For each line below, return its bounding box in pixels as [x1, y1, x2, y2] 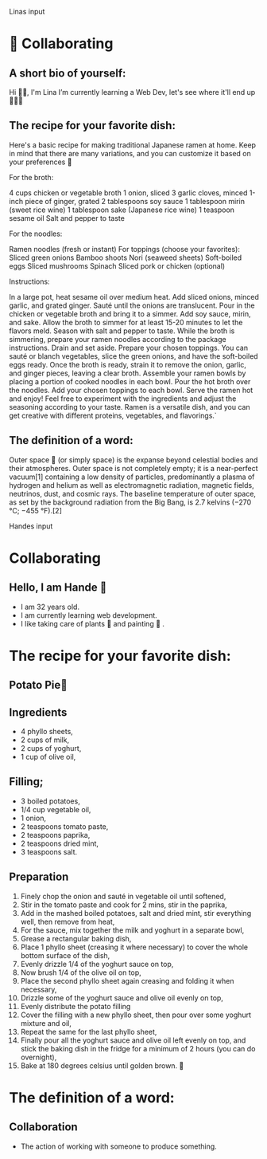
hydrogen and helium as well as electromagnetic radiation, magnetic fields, [9, 480, 254, 489]
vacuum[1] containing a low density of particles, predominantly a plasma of [9, 472, 255, 481]
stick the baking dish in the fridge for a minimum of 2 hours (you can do [20, 1043, 256, 1053]
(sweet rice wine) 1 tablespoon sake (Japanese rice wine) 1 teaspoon [9, 205, 235, 214]
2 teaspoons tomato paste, [20, 821, 109, 831]
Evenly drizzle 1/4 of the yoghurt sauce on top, [20, 959, 174, 968]
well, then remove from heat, [20, 917, 115, 926]
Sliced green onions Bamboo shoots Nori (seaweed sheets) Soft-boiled [9, 253, 242, 262]
